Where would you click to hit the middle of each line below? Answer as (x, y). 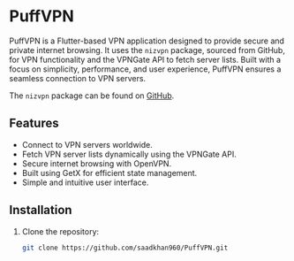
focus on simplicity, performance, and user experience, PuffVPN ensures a (145, 69)
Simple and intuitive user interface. (85, 182)
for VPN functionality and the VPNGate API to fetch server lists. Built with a (145, 59)
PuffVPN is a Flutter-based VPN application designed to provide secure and (147, 41)
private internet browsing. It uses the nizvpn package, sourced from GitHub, (147, 50)
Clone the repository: (60, 231)
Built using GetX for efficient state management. (109, 173)
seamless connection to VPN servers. (78, 78)
